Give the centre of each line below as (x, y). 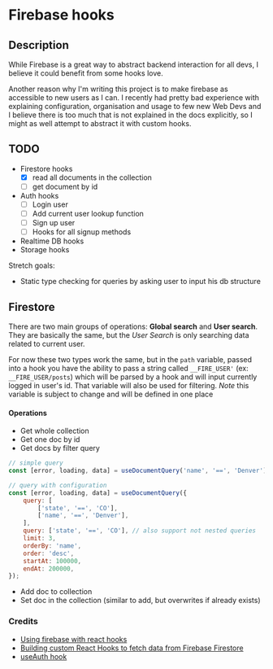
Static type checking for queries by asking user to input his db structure (141, 282)
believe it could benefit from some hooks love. (86, 73)
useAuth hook (43, 656)
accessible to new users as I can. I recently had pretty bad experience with (134, 98)
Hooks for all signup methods (82, 232)
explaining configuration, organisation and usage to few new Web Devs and (135, 106)
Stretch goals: (32, 265)
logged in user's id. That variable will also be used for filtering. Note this (129, 385)
